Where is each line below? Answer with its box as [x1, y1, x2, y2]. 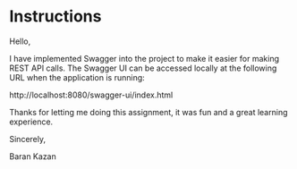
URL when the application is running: [9, 72, 145, 82]
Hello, [9, 36, 31, 46]
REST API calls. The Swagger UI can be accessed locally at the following [9, 63, 277, 73]
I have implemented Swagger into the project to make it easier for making [9, 53, 280, 63]
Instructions [9, 6, 102, 27]
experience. [9, 116, 54, 127]
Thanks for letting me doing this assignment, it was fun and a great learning [9, 106, 288, 117]
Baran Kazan [9, 150, 56, 162]
